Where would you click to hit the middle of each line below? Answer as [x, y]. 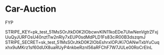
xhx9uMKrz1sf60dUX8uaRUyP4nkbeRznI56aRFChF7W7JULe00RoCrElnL [79, 47]
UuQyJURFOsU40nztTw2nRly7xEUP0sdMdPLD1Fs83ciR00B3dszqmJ [75, 37]
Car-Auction [31, 9]
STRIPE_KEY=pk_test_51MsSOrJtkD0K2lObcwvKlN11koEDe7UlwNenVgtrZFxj [82, 32]
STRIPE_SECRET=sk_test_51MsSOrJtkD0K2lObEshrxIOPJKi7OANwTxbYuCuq [82, 42]
